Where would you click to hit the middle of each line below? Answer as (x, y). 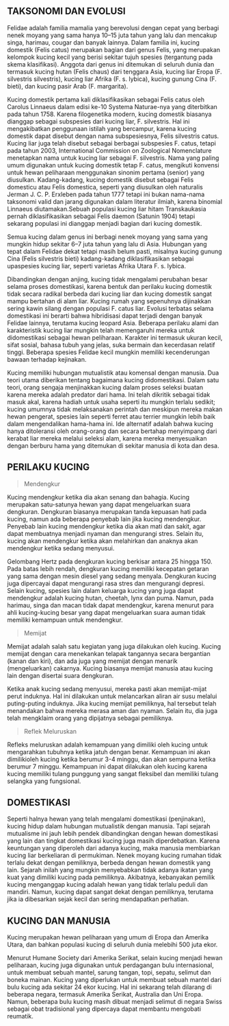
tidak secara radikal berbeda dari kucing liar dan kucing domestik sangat (109, 294)
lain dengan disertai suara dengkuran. (60, 675)
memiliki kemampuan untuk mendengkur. (65, 620)
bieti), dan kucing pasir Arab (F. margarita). (68, 86)
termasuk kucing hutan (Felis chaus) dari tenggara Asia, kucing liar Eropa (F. (114, 71)
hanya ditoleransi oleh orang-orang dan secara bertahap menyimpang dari (112, 431)
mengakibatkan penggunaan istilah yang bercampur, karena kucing (102, 128)
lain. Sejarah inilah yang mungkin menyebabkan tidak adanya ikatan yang (110, 870)
